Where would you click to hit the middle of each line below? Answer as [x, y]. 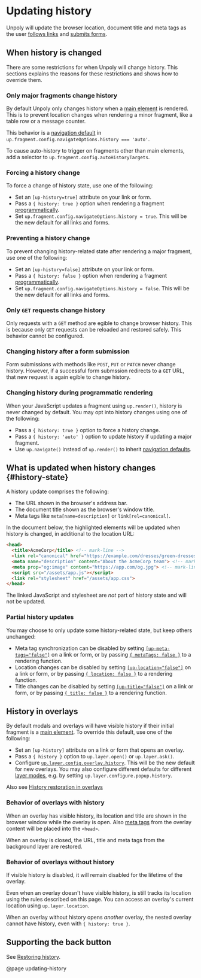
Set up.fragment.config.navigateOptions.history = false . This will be [102, 288]
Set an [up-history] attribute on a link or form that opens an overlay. [99, 750]
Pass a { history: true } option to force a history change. [87, 430]
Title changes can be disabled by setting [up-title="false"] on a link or [104, 686]
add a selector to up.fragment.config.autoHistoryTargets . [78, 157]
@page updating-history [36, 968]
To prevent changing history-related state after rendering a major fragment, [99, 251]
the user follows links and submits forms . [57, 34]
